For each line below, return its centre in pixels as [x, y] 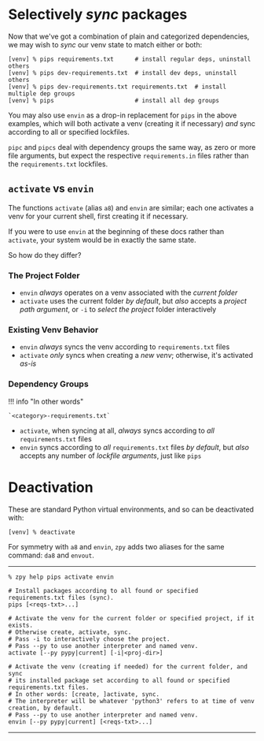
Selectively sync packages [98, 15]
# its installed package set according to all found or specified [119, 680]
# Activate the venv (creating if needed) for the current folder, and [128, 667]
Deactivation [51, 487]
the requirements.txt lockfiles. [58, 164]
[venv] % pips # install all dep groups [114, 100]
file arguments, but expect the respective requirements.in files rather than [128, 155]
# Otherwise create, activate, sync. [70, 632]
